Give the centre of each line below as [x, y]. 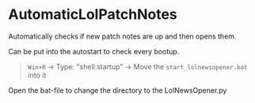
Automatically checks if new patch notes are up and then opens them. [122, 36]
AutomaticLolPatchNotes [93, 15]
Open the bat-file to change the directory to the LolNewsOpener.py [118, 90]
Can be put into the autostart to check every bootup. [94, 51]
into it [37, 75]
